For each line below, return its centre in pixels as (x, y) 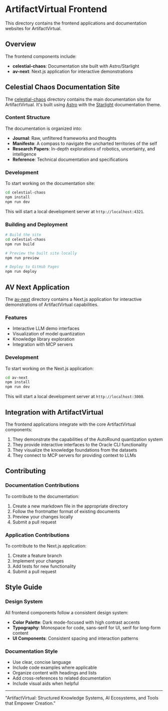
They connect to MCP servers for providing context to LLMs (74, 455)
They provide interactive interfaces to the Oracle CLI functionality (80, 445)
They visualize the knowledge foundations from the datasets (75, 450)
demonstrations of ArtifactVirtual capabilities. (52, 305)
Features (16, 317)
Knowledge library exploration (43, 339)
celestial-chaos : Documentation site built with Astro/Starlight (76, 66)
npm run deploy (21, 272)
